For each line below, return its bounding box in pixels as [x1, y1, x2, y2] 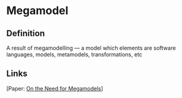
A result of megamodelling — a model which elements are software [6, 44, 176, 51]
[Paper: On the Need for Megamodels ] [6, 85, 104, 92]
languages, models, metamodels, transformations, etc [6, 51, 143, 58]
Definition [6, 28, 45, 39]
